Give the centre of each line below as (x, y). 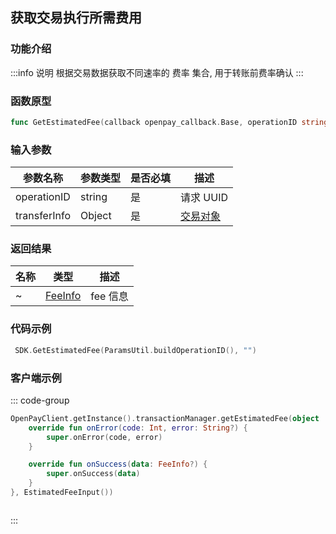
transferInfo (43, 216)
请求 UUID (204, 198)
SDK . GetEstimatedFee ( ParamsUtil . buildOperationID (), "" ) (135, 350)
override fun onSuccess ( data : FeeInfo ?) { (118, 464)
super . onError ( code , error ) (104, 437)
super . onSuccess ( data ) (93, 474)
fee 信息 (109, 296)
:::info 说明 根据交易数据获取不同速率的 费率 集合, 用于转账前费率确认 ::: (157, 72)
